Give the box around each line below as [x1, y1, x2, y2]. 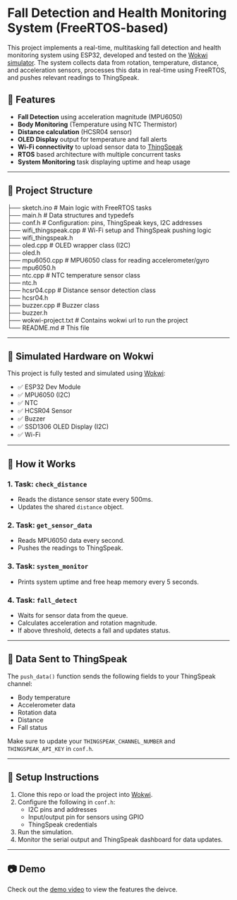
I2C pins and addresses [28, 805, 97, 813]
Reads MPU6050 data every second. [17, 536, 125, 545]
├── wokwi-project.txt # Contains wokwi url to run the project [7, 316, 188, 324]
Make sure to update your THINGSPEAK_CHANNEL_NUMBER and [7, 736, 176, 745]
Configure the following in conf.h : [17, 798, 116, 806]
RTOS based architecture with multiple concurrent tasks [17, 150, 181, 158]
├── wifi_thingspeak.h [7, 233, 73, 241]
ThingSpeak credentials [28, 820, 97, 829]
